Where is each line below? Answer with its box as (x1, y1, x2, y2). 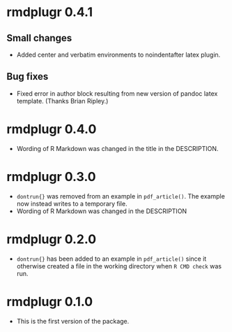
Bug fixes (6, 71, 49, 82)
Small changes (6, 32, 72, 44)
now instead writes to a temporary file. (16, 199, 127, 208)
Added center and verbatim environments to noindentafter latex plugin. (16, 50, 221, 59)
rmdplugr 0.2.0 (6, 231, 97, 247)
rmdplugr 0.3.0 (6, 168, 96, 185)
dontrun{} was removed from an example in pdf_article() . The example (16, 192, 226, 200)
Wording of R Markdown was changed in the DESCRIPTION (16, 207, 187, 215)
